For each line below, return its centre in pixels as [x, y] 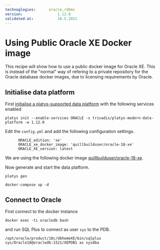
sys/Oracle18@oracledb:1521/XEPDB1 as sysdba [52, 242]
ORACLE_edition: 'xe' [40, 140]
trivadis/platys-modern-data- [123, 118]
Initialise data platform [40, 92]
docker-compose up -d [27, 185]
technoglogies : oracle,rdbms [40, 10]
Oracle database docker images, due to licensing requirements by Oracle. [79, 77]
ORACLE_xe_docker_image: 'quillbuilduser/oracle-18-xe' [76, 145]
